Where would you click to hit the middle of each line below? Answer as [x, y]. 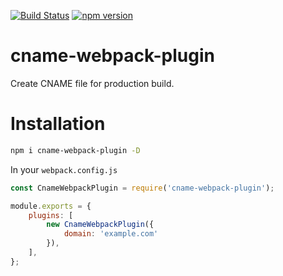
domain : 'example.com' [111, 234]
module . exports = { [51, 206]
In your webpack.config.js [64, 169]
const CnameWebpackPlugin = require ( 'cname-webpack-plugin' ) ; [142, 188]
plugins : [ [51, 215]
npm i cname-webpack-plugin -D [75, 150]
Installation [58, 124]
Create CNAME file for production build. [92, 83]
